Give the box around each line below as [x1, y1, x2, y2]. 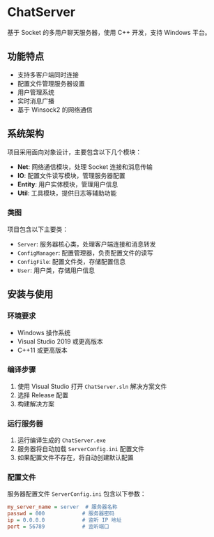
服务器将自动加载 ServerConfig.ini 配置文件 [17, 445, 145, 453]
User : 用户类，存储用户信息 [17, 266, 95, 274]
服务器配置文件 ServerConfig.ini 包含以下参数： [7, 490, 146, 498]
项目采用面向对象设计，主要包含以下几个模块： [7, 147, 142, 156]
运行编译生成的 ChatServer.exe [17, 436, 106, 444]
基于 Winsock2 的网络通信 [17, 105, 93, 114]
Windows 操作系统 [17, 328, 71, 337]
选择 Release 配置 [17, 390, 68, 399]
